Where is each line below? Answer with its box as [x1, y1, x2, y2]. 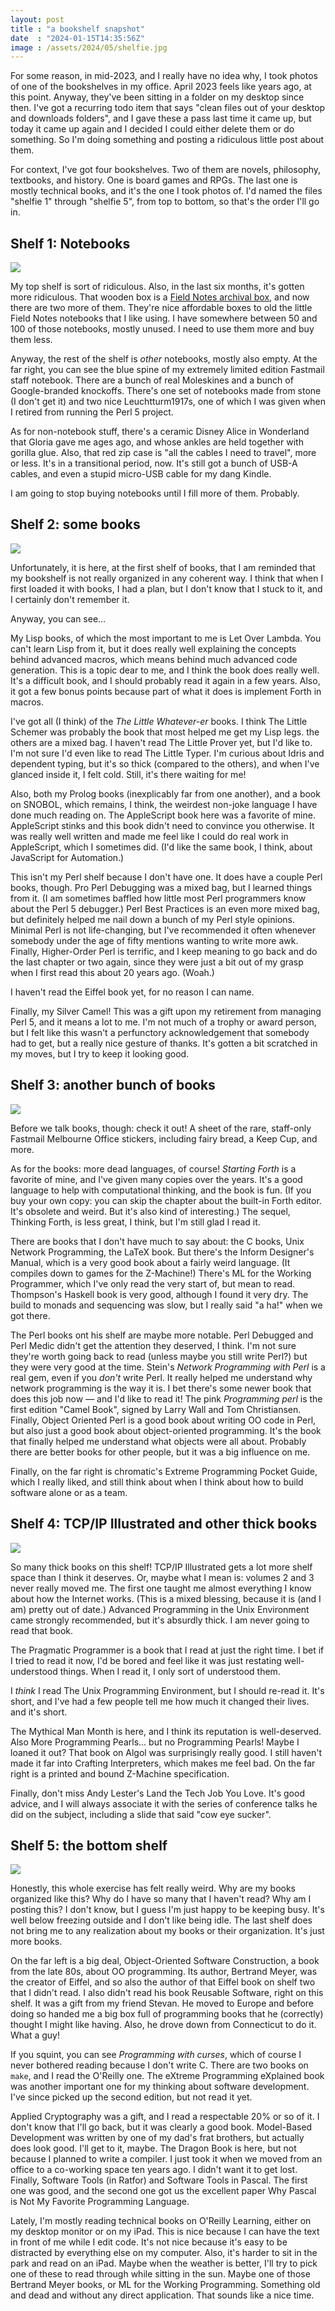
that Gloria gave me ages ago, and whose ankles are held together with [10, 436, 304, 448]
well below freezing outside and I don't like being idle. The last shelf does [10, 1914, 313, 1926]
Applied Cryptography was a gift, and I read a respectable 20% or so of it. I [10, 2111, 320, 2123]
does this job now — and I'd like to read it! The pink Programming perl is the [10, 1392, 323, 1405]
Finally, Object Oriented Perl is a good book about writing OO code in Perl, [10, 1414, 317, 1426]
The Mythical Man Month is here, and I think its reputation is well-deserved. [10, 1725, 322, 1737]
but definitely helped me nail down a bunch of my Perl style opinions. [10, 913, 296, 925]
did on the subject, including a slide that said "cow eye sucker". [10, 1808, 272, 1820]
